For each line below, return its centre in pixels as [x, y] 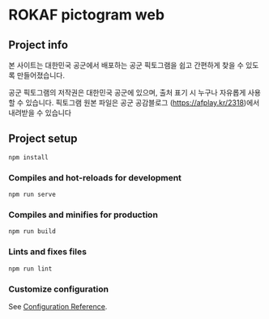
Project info [38, 45]
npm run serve [32, 195]
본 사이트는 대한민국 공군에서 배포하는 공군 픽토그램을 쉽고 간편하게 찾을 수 [126, 65]
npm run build [32, 232]
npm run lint [30, 269]
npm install [28, 157]
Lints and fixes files [48, 252]
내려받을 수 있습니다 [40, 113]
